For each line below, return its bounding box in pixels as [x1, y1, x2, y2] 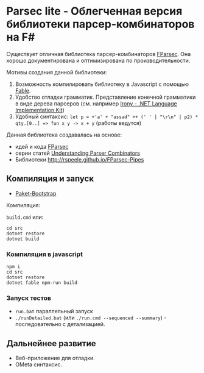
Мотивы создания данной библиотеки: [6, 68, 107, 76]
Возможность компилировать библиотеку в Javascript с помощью [15, 80, 189, 88]
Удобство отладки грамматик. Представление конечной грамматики [15, 93, 196, 101]
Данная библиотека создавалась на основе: [6, 131, 122, 138]
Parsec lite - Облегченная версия [6, 4, 183, 18]
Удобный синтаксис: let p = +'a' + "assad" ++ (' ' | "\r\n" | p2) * [15, 113, 199, 120]
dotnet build [6, 236, 40, 242]
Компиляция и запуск [6, 174, 94, 184]
